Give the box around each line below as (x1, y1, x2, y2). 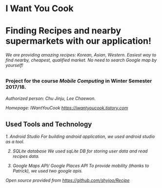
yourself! (5, 62, 23, 68)
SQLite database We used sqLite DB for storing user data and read (12, 148, 148, 154)
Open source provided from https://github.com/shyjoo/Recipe (5, 177, 130, 183)
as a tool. (5, 139, 25, 145)
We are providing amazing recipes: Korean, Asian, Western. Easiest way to (5, 52, 157, 57)
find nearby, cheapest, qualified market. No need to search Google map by (5, 57, 157, 63)
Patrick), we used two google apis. (12, 168, 83, 174)
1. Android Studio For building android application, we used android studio (5, 133, 155, 139)
